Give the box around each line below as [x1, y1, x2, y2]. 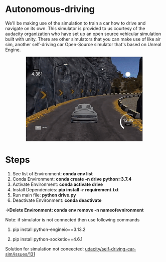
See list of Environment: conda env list [12, 170, 93, 176]
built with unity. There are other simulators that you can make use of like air [5, 36, 161, 42]
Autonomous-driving [5, 4, 95, 15]
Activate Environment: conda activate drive [12, 181, 103, 187]
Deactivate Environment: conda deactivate [12, 197, 102, 203]
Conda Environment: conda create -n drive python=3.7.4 [12, 176, 132, 182]
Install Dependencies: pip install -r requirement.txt [12, 186, 119, 192]
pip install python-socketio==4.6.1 [12, 236, 83, 242]
